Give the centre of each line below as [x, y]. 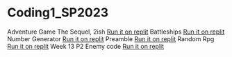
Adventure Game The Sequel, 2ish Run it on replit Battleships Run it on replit [116, 32]
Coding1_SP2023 [58, 13]
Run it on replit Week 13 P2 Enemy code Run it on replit [86, 46]
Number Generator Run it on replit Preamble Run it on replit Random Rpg [111, 38]
